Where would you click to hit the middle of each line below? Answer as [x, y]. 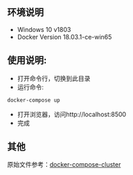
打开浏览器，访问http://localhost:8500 [72, 114]
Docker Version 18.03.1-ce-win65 [64, 37]
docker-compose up [34, 100]
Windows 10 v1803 [44, 29]
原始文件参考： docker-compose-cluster [64, 165]
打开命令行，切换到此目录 [54, 78]
